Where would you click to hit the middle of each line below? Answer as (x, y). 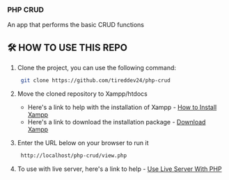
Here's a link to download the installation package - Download (117, 122)
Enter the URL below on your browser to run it (83, 142)
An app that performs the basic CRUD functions (76, 25)
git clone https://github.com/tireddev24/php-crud (95, 81)
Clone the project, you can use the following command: (96, 68)
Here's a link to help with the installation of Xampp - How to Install (122, 107)
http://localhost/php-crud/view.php (74, 155)
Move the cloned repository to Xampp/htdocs (82, 93)
